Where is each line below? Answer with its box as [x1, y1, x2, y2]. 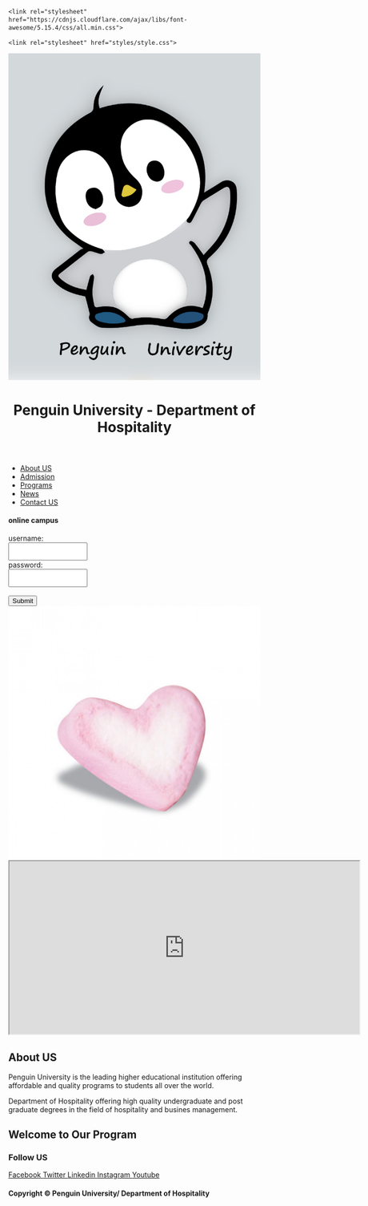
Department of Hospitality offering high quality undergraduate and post [8, 1096, 243, 1106]
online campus [8, 516, 58, 525]
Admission [19, 471, 55, 481]
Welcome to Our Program [8, 1128, 138, 1142]
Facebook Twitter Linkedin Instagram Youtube [8, 1170, 160, 1180]
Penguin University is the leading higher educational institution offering [8, 1072, 242, 1082]
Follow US [8, 1151, 48, 1163]
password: [8, 560, 43, 569]
